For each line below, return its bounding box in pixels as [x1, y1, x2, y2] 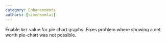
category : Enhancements [5, 7, 56, 13]
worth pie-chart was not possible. [5, 32, 77, 38]
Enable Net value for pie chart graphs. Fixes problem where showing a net [5, 26, 161, 32]
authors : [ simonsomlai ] [5, 12, 56, 17]
